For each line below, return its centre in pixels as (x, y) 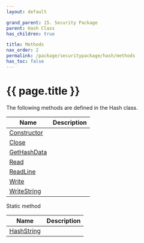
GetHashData (28, 152)
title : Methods (25, 45)
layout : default (26, 12)
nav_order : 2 (22, 50)
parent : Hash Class (31, 28)
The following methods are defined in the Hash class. (72, 107)
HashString (25, 230)
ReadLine (22, 172)
